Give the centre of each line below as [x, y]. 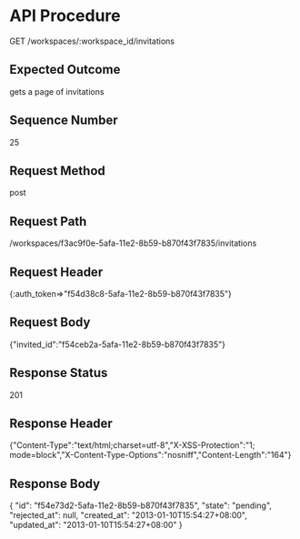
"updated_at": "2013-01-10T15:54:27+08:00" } [96, 525]
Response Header [61, 424]
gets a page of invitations [57, 91]
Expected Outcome [65, 70]
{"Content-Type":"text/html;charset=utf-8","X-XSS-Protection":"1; [132, 445]
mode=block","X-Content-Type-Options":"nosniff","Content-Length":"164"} [150, 455]
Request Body [50, 323]
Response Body [55, 483]
